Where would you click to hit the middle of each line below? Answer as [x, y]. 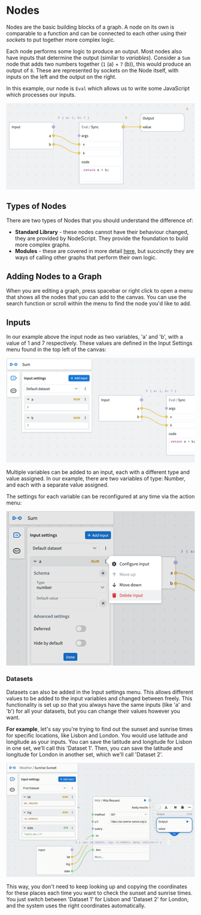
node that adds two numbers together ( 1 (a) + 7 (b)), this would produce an [99, 64]
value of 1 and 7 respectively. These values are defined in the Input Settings [99, 343]
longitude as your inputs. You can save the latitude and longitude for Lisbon [99, 741]
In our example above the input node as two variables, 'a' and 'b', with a [95, 336]
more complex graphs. [42, 245]
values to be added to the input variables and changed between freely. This [99, 698]
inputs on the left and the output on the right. [61, 77]
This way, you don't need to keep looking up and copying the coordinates [97, 886]
